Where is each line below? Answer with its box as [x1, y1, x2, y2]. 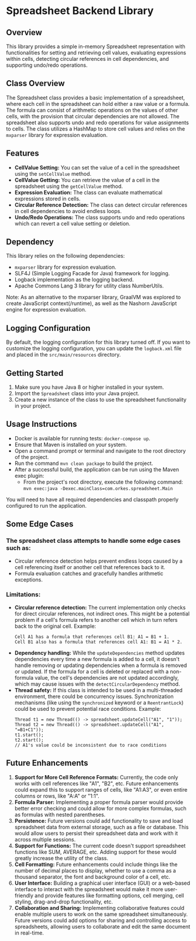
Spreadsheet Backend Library [6, 4, 154, 18]
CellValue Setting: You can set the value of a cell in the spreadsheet [14, 164, 180, 171]
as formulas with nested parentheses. [14, 811, 106, 818]
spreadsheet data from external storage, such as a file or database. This [14, 823, 189, 830]
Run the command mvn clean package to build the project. [14, 460, 153, 467]
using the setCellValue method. [14, 170, 92, 177]
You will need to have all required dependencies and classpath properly [6, 496, 179, 503]
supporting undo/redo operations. [6, 61, 88, 69]
